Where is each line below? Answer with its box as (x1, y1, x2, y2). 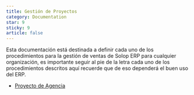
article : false (6, 30, 43, 36)
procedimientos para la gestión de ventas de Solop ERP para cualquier (6, 52, 176, 59)
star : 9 (6, 19, 25, 25)
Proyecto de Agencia (14, 82, 66, 89)
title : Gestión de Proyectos (6, 8, 77, 15)
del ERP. (6, 71, 26, 78)
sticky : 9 (6, 24, 30, 31)
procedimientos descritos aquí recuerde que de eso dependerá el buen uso (6, 65, 189, 72)
